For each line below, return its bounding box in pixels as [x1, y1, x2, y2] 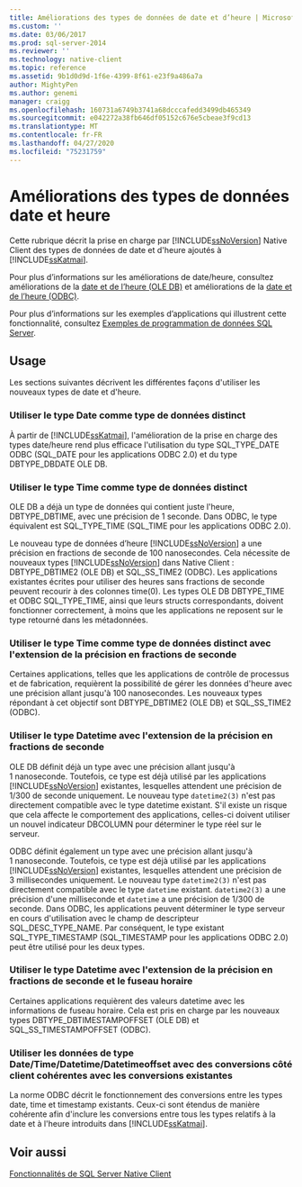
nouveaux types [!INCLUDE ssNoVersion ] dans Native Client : [9, 557, 235, 567]
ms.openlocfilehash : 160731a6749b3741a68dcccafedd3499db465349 [9, 105, 252, 114]
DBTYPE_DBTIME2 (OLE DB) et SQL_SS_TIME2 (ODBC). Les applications [9, 566, 278, 577]
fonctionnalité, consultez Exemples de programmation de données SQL [9, 317, 272, 329]
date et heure [9, 204, 111, 225]
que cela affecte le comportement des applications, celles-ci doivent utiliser [9, 809, 290, 820]
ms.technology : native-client [9, 55, 123, 64]
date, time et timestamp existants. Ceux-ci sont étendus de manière [9, 1100, 261, 1110]
